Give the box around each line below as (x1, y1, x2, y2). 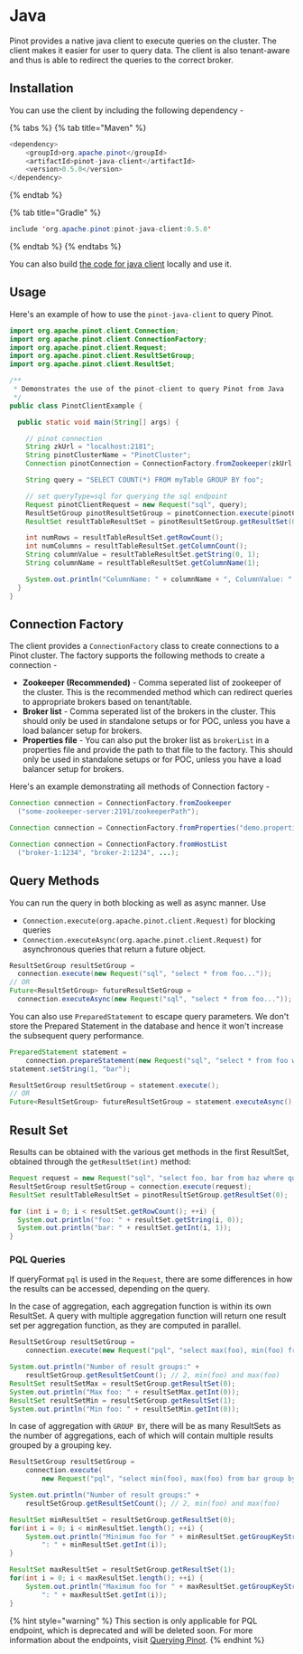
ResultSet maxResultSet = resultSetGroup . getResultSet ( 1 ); (9, 1565, 236, 1574)
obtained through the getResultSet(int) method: (9, 1156, 192, 1167)
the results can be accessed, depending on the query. (9, 1283, 210, 1294)
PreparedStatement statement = (9, 1048, 127, 1057)
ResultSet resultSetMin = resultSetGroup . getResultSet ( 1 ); (9, 1396, 236, 1405)
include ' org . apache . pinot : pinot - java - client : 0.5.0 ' (9, 225, 212, 234)
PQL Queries (9, 1254, 66, 1266)
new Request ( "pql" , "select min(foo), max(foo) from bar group (41, 1474, 284, 1483)
